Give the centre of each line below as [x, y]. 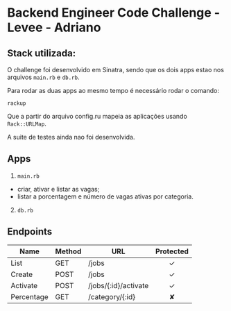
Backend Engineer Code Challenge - [114, 13]
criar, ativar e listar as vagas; [58, 189]
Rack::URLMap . [27, 124]
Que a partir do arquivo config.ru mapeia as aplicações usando [97, 116]
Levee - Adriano [54, 27]
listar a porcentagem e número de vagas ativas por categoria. [105, 196]
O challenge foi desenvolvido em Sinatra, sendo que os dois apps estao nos [115, 70]
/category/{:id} [112, 296]
